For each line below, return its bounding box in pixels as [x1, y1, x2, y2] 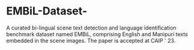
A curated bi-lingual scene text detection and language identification [6, 24, 177, 31]
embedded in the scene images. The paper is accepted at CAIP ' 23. [6, 37, 176, 44]
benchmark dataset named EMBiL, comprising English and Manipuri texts [6, 30, 188, 37]
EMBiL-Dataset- [6, 4, 87, 18]
